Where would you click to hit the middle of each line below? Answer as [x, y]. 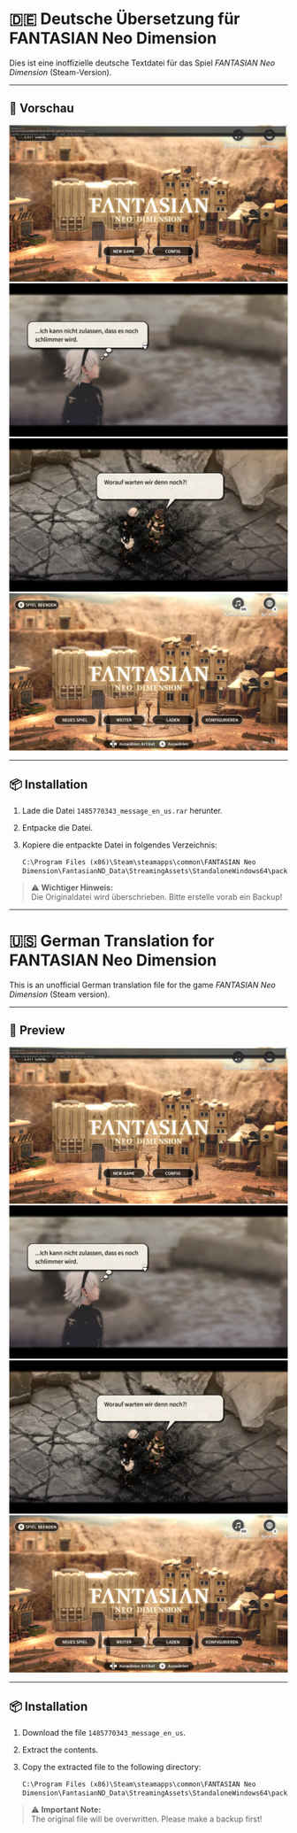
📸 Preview [37, 1030]
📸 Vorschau [42, 108]
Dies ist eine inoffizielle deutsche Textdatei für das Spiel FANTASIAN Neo [142, 63]
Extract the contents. [60, 1750]
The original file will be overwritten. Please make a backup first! [146, 1819]
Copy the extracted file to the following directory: [111, 1767]
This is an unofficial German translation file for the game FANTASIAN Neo [142, 985]
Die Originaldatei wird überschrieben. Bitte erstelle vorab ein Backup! [156, 897]
